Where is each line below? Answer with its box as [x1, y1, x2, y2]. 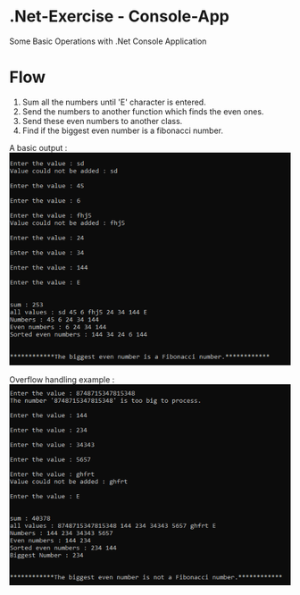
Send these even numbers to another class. [21, 115, 183, 126]
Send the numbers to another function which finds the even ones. [21, 105, 264, 117]
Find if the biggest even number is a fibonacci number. [21, 125, 224, 136]
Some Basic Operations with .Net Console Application [9, 36, 207, 46]
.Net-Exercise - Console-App [9, 6, 229, 27]
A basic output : [9, 142, 68, 153]
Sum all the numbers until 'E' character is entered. [21, 96, 207, 107]
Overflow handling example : [9, 373, 115, 385]
